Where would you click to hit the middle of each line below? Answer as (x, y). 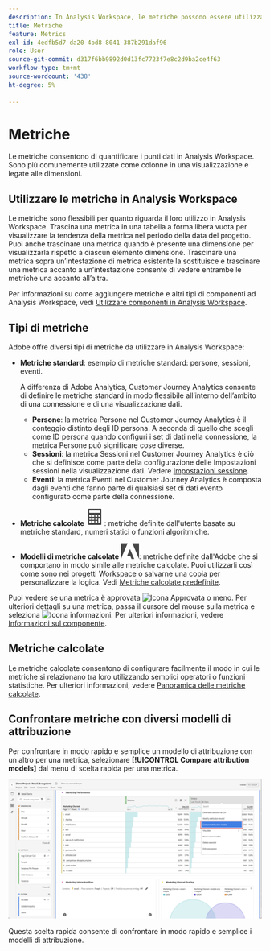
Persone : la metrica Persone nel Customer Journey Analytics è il (139, 420)
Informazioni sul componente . (57, 623)
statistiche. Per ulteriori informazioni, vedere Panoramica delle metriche (127, 685)
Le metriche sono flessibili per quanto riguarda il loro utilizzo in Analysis (127, 218)
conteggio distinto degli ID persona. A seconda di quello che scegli (143, 428)
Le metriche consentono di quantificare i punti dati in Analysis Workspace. (131, 156)
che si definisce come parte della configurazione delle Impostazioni (144, 462)
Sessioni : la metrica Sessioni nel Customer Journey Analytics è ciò (143, 454)
